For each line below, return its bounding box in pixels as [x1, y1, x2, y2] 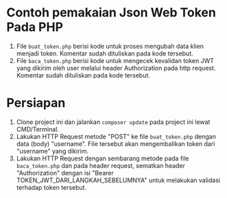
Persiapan [6, 95, 66, 111]
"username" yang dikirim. [16, 147, 89, 155]
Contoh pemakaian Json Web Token [6, 5, 217, 21]
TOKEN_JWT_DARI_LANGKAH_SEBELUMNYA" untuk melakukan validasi [16, 176, 221, 184]
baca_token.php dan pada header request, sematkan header [16, 161, 186, 169]
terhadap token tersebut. [16, 183, 87, 191]
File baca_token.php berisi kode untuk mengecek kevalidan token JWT [16, 56, 214, 64]
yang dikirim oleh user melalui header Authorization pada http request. [16, 64, 216, 72]
